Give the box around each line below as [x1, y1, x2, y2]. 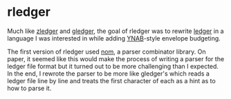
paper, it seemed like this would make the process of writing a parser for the [7, 54, 225, 63]
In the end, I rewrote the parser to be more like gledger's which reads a [7, 69, 210, 78]
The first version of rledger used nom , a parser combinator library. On [7, 47, 206, 56]
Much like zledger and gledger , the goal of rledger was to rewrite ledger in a [7, 27, 224, 35]
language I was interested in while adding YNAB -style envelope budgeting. [7, 34, 221, 42]
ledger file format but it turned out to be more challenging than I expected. [7, 62, 219, 70]
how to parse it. [7, 84, 52, 92]
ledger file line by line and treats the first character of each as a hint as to [7, 76, 216, 85]
